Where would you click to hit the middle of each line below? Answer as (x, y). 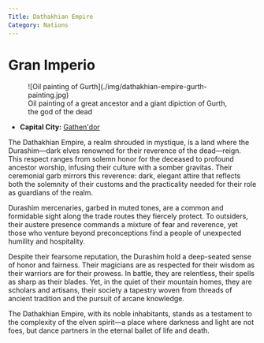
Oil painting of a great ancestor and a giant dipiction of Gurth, (127, 103)
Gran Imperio (52, 65)
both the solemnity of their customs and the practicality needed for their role (132, 185)
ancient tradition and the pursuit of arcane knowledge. (97, 299)
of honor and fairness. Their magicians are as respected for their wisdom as (131, 265)
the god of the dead (60, 112)
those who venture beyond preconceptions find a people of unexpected (125, 233)
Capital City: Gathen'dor (59, 127)
